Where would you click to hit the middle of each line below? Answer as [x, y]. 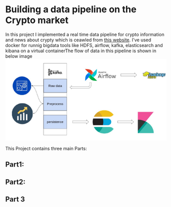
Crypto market [37, 20]
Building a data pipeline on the [71, 9]
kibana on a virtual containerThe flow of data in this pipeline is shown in [81, 51]
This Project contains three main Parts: [46, 148]
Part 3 [15, 200]
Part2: [15, 182]
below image [19, 56]
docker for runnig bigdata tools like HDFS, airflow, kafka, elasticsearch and [84, 45]
